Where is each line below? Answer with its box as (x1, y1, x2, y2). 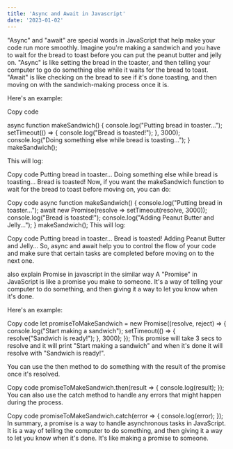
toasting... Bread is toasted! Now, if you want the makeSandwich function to (7, 177, 225, 185)
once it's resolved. (7, 370, 61, 378)
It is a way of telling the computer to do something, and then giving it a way (7, 426, 223, 434)
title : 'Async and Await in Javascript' (7, 10, 127, 17)
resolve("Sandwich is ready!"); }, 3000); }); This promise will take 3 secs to (7, 334, 223, 342)
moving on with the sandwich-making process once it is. (7, 80, 169, 89)
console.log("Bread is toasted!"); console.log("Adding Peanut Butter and (7, 213, 214, 222)
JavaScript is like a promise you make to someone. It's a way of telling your (7, 277, 223, 286)
